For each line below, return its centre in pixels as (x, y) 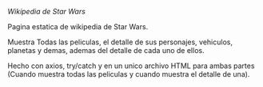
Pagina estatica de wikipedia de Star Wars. (78, 26)
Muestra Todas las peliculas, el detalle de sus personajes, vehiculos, (120, 42)
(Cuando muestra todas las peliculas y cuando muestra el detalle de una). (129, 74)
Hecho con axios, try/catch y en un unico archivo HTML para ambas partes (131, 66)
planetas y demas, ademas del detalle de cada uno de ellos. (106, 50)
